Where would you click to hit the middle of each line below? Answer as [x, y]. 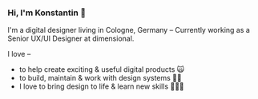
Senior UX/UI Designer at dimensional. [71, 38]
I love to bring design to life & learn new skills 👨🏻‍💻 [102, 86]
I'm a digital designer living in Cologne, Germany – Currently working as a [129, 30]
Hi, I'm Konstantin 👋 [46, 13]
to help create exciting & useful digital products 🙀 [102, 69]
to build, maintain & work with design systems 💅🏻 [100, 78]
